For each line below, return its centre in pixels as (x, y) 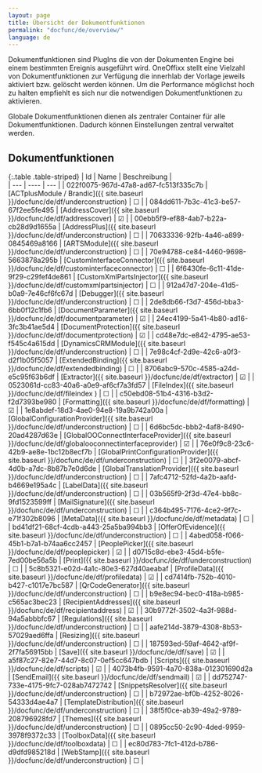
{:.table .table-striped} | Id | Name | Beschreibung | (90, 177)
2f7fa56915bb (31, 652)
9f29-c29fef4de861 (40, 277)
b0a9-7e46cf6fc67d (41, 294)
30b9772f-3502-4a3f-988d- (190, 611)
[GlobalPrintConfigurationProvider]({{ (158, 452)
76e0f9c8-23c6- (227, 443)
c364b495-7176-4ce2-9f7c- (196, 510)
